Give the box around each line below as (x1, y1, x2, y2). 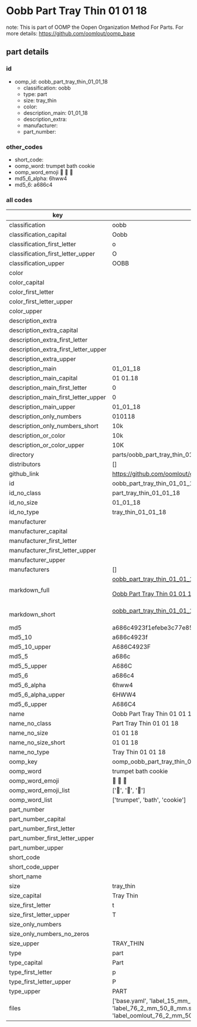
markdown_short (9, 611, 56, 619)
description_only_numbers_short (9, 422, 98, 430)
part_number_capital (9, 815, 66, 823)
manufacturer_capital (9, 527, 67, 535)
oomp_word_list (9, 796, 53, 804)
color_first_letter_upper (9, 297, 73, 306)
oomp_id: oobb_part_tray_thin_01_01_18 (14, 78, 108, 85)
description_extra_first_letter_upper (9, 346, 107, 354)
